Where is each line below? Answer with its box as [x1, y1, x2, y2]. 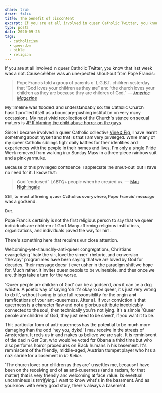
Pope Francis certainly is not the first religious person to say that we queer [5, 217, 153, 223]
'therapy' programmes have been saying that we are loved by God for [5, 257, 143, 263]
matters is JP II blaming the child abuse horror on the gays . [5, 120, 122, 126]
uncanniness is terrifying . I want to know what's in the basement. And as [5, 378, 149, 383]
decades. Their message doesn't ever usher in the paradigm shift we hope [5, 262, 153, 268]
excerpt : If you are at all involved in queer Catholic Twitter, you [5, 20, 148, 26]
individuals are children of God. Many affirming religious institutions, [5, 223, 141, 228]
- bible [9, 47, 25, 52]
